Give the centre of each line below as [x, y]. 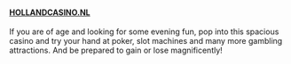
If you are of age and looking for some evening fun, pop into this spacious [144, 32]
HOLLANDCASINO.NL [50, 12]
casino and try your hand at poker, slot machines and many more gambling [146, 41]
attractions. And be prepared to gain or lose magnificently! [116, 50]
